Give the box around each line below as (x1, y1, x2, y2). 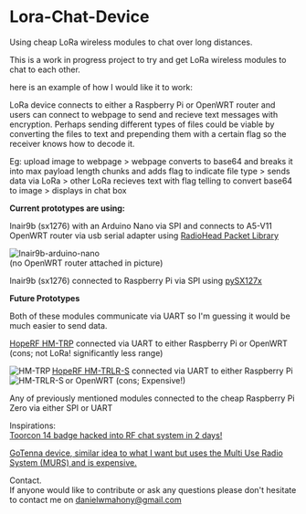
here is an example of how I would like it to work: (9, 81, 194, 92)
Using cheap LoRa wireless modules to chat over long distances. (9, 37, 253, 47)
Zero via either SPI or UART (9, 402, 113, 413)
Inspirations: (9, 420, 57, 431)
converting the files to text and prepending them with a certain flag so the (9, 128, 287, 139)
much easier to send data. (9, 320, 108, 330)
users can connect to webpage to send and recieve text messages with (9, 109, 279, 120)
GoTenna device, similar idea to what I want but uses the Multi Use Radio (9, 447, 283, 458)
